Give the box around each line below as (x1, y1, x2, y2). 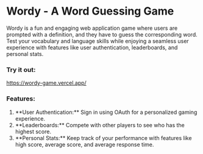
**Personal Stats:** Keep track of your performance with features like (15, 134, 192, 141)
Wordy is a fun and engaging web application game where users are (6, 24, 178, 32)
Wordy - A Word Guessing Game (6, 4, 174, 18)
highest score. (15, 128, 52, 135)
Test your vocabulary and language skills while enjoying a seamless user (6, 37, 189, 44)
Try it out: (6, 65, 36, 74)
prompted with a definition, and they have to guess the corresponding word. (6, 30, 198, 38)
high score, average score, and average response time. (15, 141, 154, 148)
